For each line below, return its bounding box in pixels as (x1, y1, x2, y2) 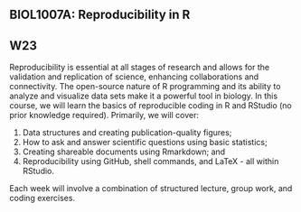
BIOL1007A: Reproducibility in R (9, 7, 191, 23)
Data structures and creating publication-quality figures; (22, 127, 232, 138)
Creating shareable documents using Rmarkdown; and (22, 146, 226, 157)
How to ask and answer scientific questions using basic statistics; (22, 137, 268, 148)
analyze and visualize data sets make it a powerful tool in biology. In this (9, 90, 278, 102)
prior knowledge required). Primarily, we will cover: (9, 110, 200, 121)
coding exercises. (9, 193, 75, 204)
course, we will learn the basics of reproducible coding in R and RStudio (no (9, 100, 292, 111)
